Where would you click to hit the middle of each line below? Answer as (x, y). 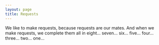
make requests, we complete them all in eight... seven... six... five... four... (79, 33)
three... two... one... (25, 38)
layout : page (18, 9)
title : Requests (22, 14)
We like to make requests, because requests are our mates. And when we (79, 28)
